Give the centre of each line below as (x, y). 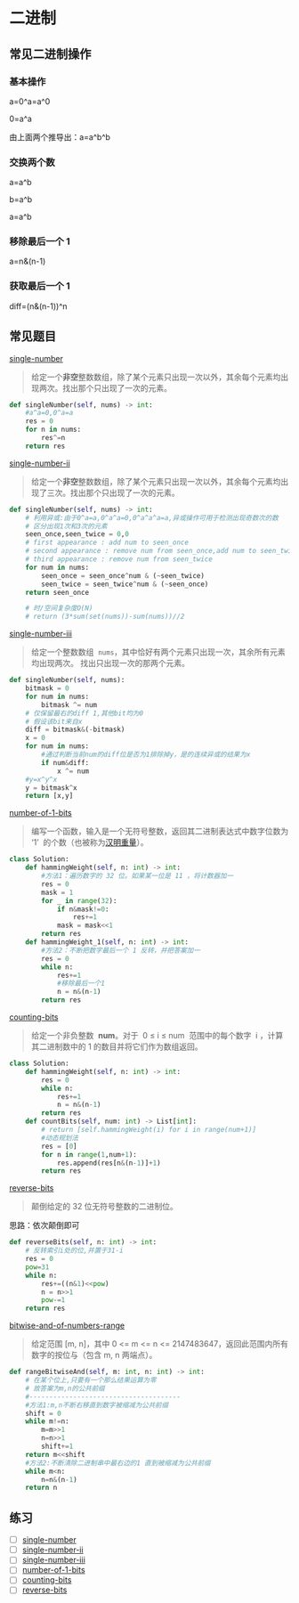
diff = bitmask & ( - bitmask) (75, 730)
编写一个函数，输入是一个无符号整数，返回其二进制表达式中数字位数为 (160, 831)
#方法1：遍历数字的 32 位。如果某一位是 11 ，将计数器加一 (137, 876)
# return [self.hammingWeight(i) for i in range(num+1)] (149, 1130)
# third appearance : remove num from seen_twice (119, 559)
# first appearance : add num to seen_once (107, 543)
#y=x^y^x (41, 779)
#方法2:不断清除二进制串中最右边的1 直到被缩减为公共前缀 (118, 1463)
